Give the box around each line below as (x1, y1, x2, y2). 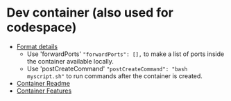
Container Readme (16, 79, 71, 87)
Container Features (16, 86, 72, 95)
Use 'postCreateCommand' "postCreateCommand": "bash (26, 64, 188, 73)
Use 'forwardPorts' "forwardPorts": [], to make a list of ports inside (26, 50, 225, 58)
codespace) (6, 19, 77, 35)
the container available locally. (26, 57, 114, 65)
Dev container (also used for (6, 5, 174, 21)
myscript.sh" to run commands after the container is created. (26, 71, 203, 80)
